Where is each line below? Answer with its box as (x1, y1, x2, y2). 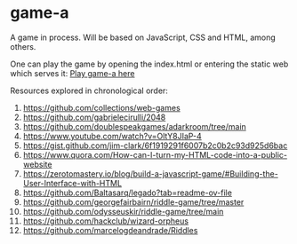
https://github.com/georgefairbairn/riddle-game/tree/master (22, 196, 245, 207)
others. (10, 41, 36, 51)
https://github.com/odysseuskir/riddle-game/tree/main (22, 206, 224, 216)
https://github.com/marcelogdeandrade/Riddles (22, 224, 198, 235)
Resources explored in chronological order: (10, 85, 168, 96)
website (22, 159, 52, 169)
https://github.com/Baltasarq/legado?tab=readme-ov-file (22, 187, 232, 198)
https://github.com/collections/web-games (22, 102, 181, 113)
